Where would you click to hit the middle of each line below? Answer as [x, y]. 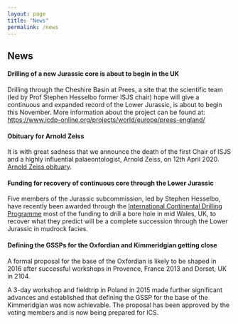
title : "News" [28, 21]
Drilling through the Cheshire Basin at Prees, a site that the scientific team [115, 89]
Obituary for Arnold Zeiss [46, 136]
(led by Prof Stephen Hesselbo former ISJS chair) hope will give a [103, 97]
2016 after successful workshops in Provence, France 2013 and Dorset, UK [117, 268]
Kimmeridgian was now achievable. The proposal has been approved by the [118, 305]
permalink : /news [33, 27]
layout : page [27, 14]
